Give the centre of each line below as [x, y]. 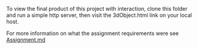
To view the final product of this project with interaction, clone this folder [97, 9]
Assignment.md [26, 40]
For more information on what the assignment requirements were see [93, 33]
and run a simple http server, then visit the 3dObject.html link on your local [99, 15]
